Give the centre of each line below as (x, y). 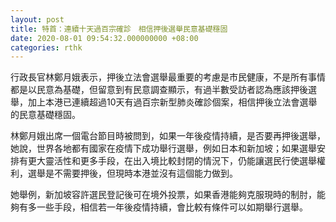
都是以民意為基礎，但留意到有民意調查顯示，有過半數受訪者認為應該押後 (159, 90)
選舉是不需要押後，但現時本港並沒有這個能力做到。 (132, 173)
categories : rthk (46, 47)
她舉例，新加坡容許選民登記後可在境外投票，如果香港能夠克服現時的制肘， (163, 195)
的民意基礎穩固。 (45, 115)
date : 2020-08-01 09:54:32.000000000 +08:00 (104, 38)
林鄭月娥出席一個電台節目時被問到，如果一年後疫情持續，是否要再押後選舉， (168, 136)
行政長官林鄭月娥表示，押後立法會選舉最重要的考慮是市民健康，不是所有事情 (168, 77)
